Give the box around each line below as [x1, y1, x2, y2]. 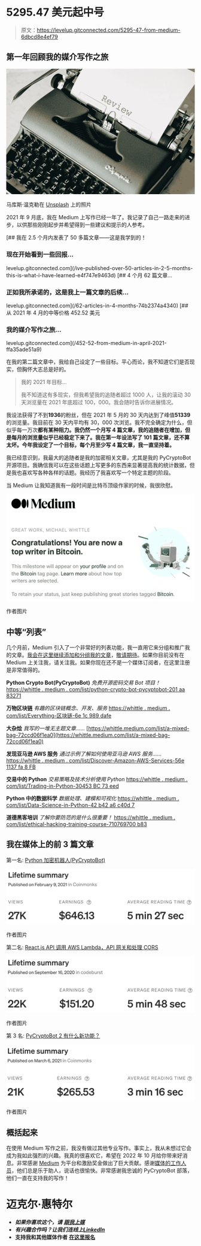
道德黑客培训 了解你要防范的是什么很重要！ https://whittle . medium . [6, 814, 176, 821]
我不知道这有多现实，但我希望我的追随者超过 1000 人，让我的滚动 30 [20, 391, 191, 398]
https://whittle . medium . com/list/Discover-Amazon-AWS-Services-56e [6, 757, 185, 764]
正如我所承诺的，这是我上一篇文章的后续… [6, 288, 129, 297]
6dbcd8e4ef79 [20, 33, 58, 40]
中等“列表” [6, 627, 47, 637]
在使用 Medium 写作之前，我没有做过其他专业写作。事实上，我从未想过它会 [6, 1145, 192, 1152]
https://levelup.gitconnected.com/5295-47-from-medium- [36, 26, 181, 34]
